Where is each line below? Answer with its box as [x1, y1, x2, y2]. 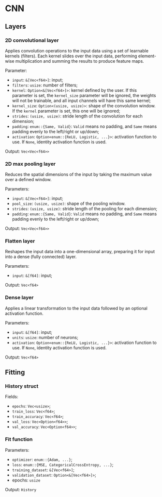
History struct [5, 383, 39, 390]
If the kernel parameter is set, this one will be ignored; [12, 108, 120, 114]
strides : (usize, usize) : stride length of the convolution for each [12, 113, 143, 119]
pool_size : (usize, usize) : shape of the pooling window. [12, 201, 126, 206]
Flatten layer [5, 238, 35, 244]
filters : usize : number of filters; [12, 82, 78, 88]
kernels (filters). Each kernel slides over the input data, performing [5, 53, 137, 59]
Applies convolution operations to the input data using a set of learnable [5, 48, 149, 53]
